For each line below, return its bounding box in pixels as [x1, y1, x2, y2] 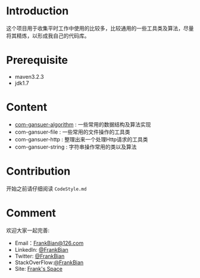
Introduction [6, 4, 69, 18]
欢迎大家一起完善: [6, 227, 50, 234]
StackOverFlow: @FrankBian [14, 258, 84, 266]
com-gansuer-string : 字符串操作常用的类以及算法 [14, 143, 137, 150]
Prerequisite [6, 54, 68, 67]
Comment [6, 206, 57, 220]
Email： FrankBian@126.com [14, 239, 84, 246]
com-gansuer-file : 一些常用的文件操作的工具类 [14, 128, 130, 135]
